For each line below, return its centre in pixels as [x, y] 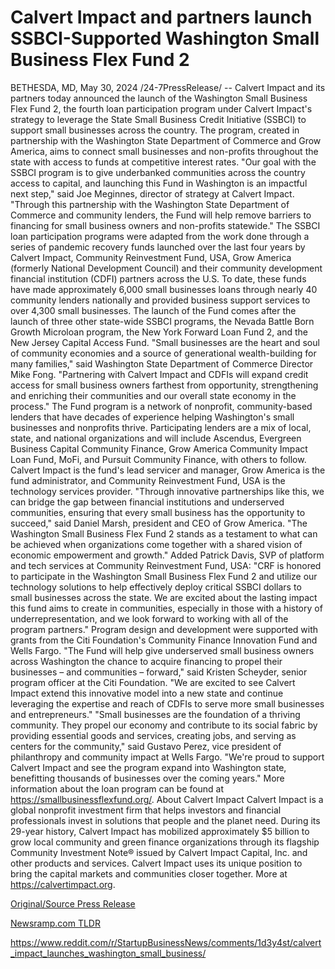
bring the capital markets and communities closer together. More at [149, 873]
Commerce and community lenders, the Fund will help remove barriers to [161, 215]
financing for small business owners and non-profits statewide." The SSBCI [165, 225]
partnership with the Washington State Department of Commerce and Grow [166, 140]
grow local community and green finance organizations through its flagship [165, 842]
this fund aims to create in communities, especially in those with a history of [166, 608]
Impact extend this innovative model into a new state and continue [147, 693]
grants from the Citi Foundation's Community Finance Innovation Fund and [164, 640]
